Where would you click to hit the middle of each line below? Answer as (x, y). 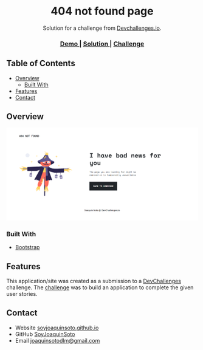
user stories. (22, 293)
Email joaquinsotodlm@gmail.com (57, 340)
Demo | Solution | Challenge (102, 44)
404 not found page (102, 11)
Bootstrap (27, 247)
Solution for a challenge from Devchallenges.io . (102, 28)
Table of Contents (41, 63)
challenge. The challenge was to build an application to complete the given (100, 287)
